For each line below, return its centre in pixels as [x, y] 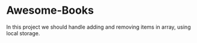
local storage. [23, 33]
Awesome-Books [50, 10]
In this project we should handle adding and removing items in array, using [98, 27]
